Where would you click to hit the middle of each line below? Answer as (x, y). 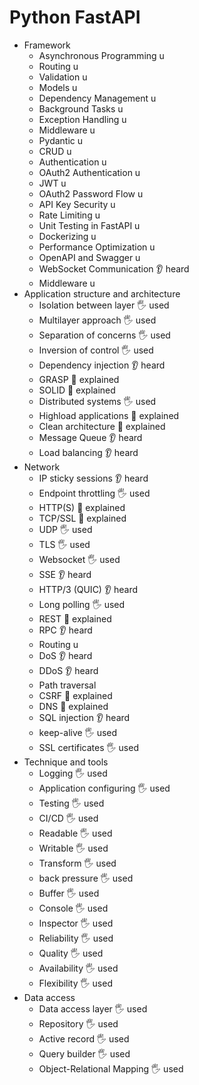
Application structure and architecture (102, 293)
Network (42, 467)
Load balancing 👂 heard (88, 452)
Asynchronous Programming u (101, 55)
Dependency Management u (97, 98)
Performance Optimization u (97, 247)
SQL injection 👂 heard (84, 717)
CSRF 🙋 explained (75, 695)
